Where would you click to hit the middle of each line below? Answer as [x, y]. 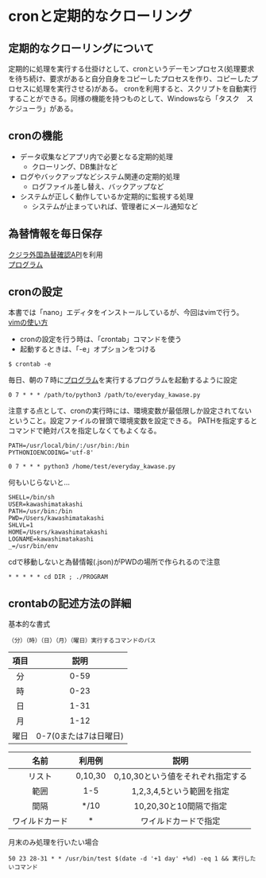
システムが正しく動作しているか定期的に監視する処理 [106, 196]
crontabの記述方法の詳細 [70, 603]
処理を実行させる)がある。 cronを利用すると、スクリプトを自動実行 [146, 89]
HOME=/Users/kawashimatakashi [58, 532]
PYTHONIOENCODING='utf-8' [51, 453]
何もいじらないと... [39, 483]
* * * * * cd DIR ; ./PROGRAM [58, 577]
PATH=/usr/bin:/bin [40, 511]
